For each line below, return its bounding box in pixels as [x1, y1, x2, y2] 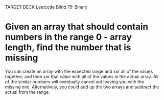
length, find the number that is [5, 42, 131, 53]
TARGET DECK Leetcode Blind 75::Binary [5, 4, 88, 10]
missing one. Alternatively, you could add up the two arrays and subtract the [5, 84, 159, 90]
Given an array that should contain [5, 21, 148, 32]
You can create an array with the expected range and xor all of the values [5, 68, 153, 74]
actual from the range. [5, 89, 50, 95]
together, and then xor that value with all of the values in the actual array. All [5, 73, 159, 80]
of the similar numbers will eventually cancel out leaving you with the [5, 79, 144, 84]
